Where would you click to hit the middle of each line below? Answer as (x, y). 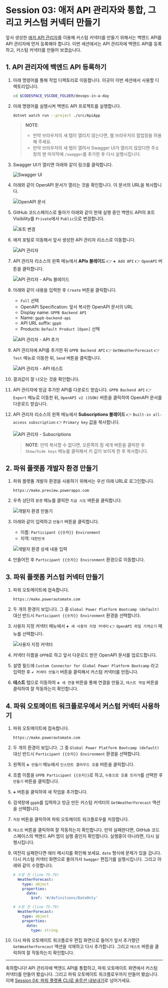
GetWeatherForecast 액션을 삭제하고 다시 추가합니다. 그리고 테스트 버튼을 (83, 947)
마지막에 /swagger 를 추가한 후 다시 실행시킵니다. (94, 154)
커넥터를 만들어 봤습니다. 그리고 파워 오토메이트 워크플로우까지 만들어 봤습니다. (82, 974)
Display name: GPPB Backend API (53, 312)
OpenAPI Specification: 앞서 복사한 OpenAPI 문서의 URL (77, 307)
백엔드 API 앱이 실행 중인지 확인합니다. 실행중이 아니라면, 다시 (94, 836)
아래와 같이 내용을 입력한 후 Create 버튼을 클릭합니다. (65, 290)
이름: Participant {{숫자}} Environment (60, 532)
